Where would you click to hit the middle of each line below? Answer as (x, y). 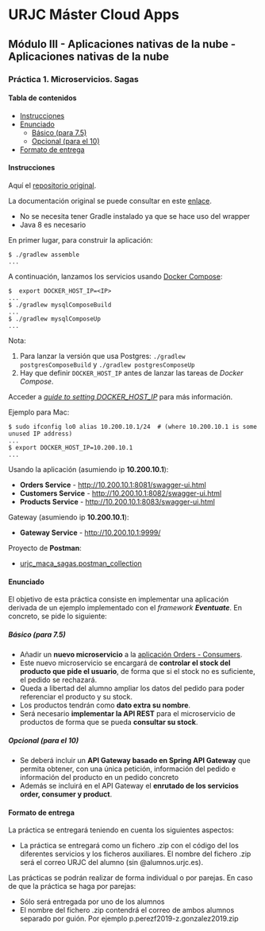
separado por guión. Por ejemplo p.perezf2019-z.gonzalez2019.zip (129, 919)
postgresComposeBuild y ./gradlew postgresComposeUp (108, 364)
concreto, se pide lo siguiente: (58, 616)
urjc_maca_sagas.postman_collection (81, 563)
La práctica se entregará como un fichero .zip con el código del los (129, 846)
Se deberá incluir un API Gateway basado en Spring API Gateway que (135, 761)
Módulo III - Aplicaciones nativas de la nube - (122, 44)
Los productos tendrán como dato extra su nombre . (105, 705)
